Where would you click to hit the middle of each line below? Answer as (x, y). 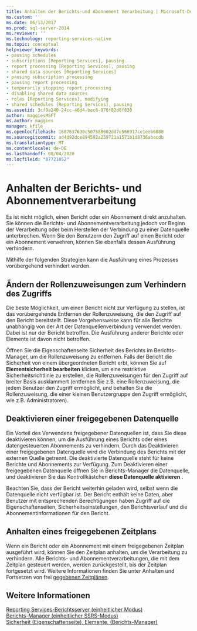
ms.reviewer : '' (26, 34)
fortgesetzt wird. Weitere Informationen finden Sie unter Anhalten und (90, 570)
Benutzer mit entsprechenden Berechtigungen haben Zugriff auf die (88, 500)
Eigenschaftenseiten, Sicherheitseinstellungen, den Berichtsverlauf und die (97, 507)
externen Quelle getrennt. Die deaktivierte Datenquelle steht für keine (90, 458)
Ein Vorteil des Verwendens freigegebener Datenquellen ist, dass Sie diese (96, 433)
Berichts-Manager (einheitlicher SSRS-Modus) (62, 616)
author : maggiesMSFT (31, 115)
